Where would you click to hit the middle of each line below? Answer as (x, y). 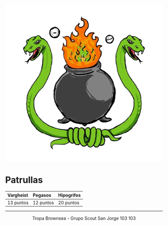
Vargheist (18, 195)
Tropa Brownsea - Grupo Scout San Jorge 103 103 (84, 218)
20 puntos (69, 202)
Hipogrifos (69, 195)
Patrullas (24, 180)
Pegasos (42, 195)
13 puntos (18, 202)
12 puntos (43, 202)
